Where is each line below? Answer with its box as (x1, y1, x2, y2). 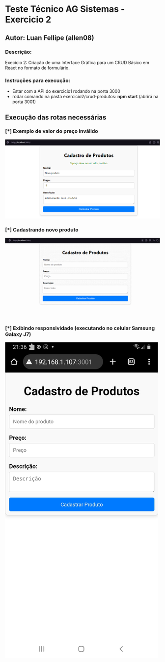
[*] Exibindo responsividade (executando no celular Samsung (5, 325, 155, 331)
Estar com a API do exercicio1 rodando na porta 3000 (12, 88, 120, 94)
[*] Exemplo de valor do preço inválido (5, 128, 98, 135)
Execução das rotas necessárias (5, 113, 107, 121)
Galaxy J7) (5, 331, 31, 337)
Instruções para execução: (5, 77, 70, 84)
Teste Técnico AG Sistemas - (5, 3, 125, 15)
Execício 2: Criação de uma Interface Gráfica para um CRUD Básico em (5, 59, 150, 65)
